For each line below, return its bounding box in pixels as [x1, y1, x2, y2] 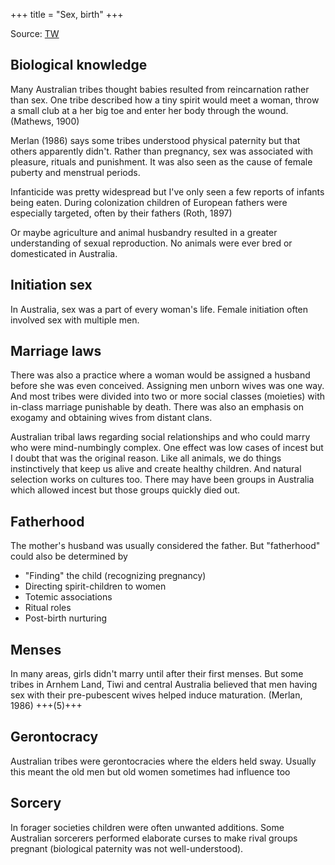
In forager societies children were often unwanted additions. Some [10, 821, 285, 833]
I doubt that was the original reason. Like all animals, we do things [10, 452, 282, 464]
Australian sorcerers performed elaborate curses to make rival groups [10, 832, 298, 844]
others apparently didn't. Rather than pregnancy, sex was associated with [10, 145, 314, 157]
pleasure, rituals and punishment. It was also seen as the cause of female [10, 155, 313, 168]
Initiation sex [10, 277, 93, 294]
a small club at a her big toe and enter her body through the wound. [10, 104, 289, 116]
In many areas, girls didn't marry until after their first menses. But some [10, 668, 304, 680]
